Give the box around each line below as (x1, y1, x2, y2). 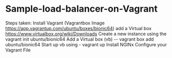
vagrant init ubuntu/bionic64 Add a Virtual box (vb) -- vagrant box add (5, 36, 154, 42)
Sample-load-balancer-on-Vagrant (5, 3, 158, 15)
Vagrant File (5, 47, 31, 53)
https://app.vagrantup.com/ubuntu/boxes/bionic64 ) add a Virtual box (5, 25, 152, 31)
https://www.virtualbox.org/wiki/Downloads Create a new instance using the (5, 31, 167, 37)
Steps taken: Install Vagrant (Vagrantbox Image (5, 20, 105, 26)
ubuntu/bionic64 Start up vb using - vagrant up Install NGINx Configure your (5, 41, 167, 47)
